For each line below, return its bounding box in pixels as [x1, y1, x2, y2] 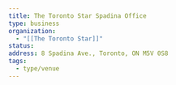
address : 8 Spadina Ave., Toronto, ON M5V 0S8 [8, 49, 169, 57]
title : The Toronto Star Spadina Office [8, 11, 148, 20]
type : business [8, 19, 60, 28]
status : [8, 42, 35, 50]
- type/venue [15, 65, 60, 73]
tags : [8, 57, 27, 66]
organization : [8, 27, 57, 35]
